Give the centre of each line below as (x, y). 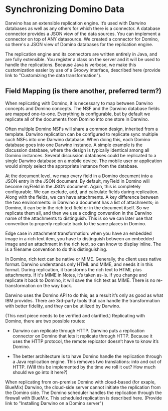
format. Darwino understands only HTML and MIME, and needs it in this (79, 264)
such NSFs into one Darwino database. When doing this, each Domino (78, 139)
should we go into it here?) (40, 372)
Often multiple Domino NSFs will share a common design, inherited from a (81, 129)
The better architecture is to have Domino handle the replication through (87, 356)
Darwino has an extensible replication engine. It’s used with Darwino (76, 23)
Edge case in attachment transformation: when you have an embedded (78, 233)
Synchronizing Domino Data (65, 9)
